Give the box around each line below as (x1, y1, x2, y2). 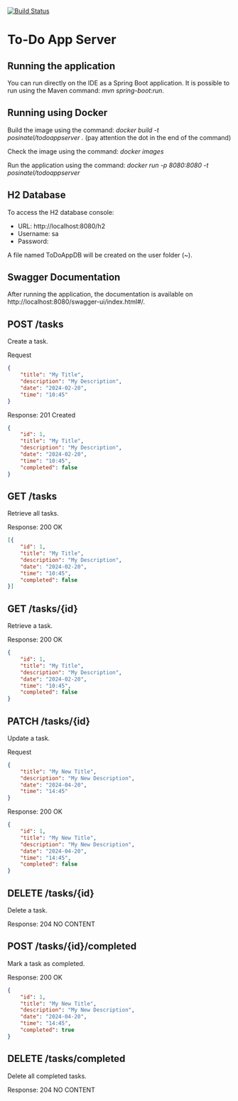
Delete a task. (7, 906, 48, 914)
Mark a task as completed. (7, 959, 85, 967)
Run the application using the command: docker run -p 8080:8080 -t (7, 161, 209, 169)
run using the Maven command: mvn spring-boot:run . (7, 86, 165, 95)
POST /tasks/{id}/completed (7, 940, 137, 952)
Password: (17, 237, 49, 245)
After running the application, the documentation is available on (7, 290, 193, 299)
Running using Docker (7, 107, 108, 119)
